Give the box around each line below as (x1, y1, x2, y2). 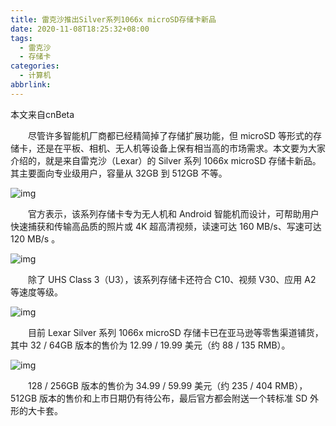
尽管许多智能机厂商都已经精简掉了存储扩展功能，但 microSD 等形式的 (27, 129, 314, 141)
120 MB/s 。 (10, 232, 61, 245)
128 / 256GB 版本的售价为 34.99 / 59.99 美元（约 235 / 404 (27, 379, 273, 391)
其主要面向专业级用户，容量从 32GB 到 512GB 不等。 (10, 167, 228, 179)
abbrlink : (10, 80, 52, 90)
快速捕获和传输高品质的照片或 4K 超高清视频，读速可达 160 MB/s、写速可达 (10, 220, 322, 232)
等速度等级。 (10, 286, 63, 298)
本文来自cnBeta (10, 108, 75, 120)
